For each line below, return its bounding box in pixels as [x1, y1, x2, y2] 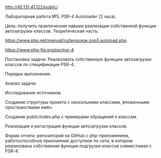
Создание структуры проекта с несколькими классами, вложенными [5, 99, 150, 105]
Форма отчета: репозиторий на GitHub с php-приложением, [5, 133, 130, 138]
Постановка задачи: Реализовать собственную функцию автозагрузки [5, 56, 152, 62]
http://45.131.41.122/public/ [5, 4, 58, 10]
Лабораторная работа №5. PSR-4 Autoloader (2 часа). [5, 14, 116, 19]
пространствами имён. [5, 105, 53, 110]
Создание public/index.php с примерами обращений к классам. [5, 114, 138, 120]
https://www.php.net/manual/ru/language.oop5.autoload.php [5, 37, 127, 43]
